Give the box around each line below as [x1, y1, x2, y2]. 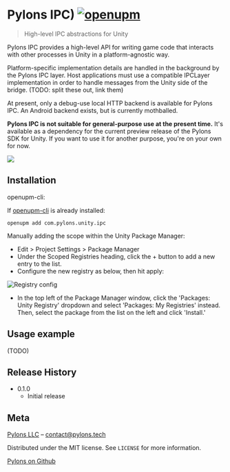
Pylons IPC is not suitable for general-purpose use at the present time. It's [7, 119, 224, 127]
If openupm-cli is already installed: [7, 206, 105, 214]
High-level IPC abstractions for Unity [23, 30, 129, 38]
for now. [7, 141, 31, 150]
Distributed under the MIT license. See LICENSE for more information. [7, 444, 202, 452]
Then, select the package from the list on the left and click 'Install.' [17, 308, 206, 316]
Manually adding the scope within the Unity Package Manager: [7, 232, 185, 240]
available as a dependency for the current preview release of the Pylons [7, 127, 211, 135]
